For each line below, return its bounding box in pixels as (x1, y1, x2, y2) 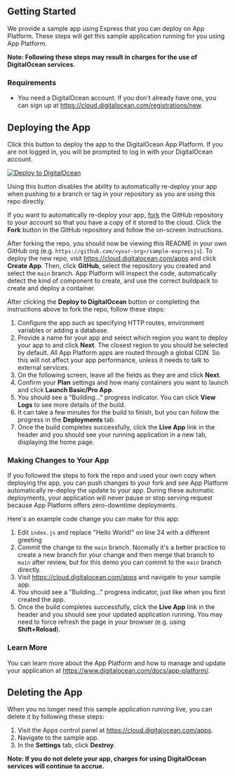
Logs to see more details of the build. (17, 400, 126, 409)
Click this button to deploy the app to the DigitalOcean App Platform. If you (7, 140, 223, 148)
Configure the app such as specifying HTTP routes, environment (17, 319, 205, 327)
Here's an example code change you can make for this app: (7, 515, 180, 523)
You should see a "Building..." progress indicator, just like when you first (17, 588, 226, 596)
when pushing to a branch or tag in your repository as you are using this (7, 189, 216, 198)
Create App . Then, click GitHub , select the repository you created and (7, 261, 211, 269)
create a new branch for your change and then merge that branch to (17, 551, 215, 559)
